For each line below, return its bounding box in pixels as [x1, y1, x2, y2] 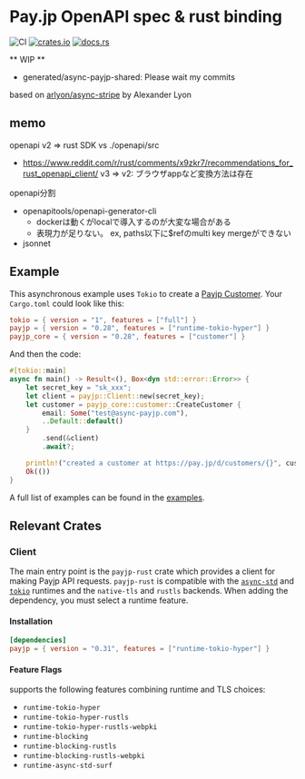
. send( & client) [42, 434, 100, 443]
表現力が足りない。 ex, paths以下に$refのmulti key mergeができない [35, 227, 292, 238]
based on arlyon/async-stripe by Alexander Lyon [9, 89, 192, 100]
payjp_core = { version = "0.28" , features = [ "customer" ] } [9, 332, 246, 341]
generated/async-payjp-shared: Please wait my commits [22, 71, 236, 83]
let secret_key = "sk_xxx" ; [25, 383, 132, 392]
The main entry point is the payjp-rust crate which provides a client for [9, 566, 275, 577]
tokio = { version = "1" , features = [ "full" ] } [9, 315, 197, 324]
